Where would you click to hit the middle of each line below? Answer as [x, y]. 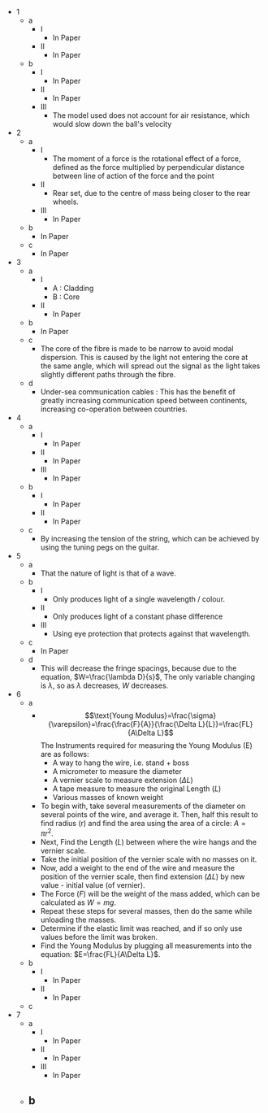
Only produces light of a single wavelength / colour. [139, 599]
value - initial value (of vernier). [93, 885]
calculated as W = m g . [78, 902]
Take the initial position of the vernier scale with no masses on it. [149, 859]
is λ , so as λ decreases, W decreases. [104, 685]
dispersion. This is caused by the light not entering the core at [144, 357]
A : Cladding [73, 288]
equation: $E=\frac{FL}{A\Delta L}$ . [100, 954]
